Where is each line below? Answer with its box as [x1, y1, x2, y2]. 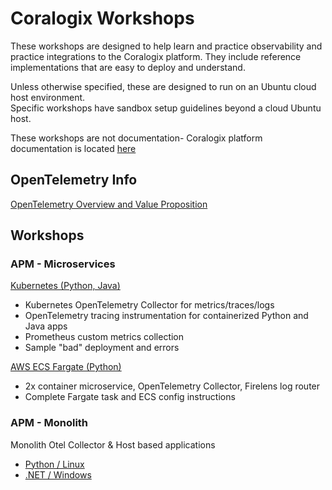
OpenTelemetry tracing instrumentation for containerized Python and [24, 310, 309, 322]
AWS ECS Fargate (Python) [10, 361, 122, 373]
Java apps [24, 320, 68, 332]
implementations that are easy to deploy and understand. [10, 61, 246, 73]
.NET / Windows [24, 468, 92, 481]
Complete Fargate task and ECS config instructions [24, 391, 236, 403]
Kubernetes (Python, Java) [10, 280, 121, 292]
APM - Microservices [10, 257, 116, 271]
